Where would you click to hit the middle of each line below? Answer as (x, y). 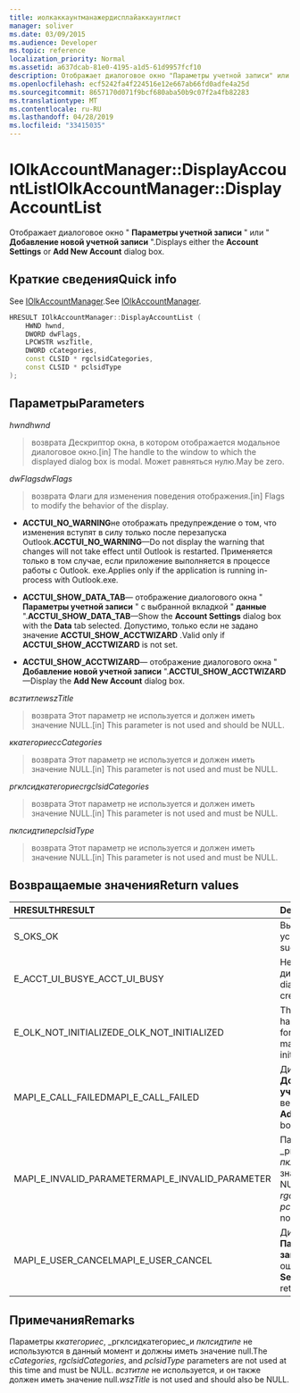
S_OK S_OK (36, 936)
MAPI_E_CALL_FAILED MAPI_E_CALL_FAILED (107, 1097)
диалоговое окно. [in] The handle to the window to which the (144, 451)
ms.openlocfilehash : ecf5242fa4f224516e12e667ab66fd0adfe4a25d (129, 84)
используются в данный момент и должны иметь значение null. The (138, 1351)
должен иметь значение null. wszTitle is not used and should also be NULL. (150, 1380)
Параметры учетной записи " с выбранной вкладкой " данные (144, 606)
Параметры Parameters (77, 403)
